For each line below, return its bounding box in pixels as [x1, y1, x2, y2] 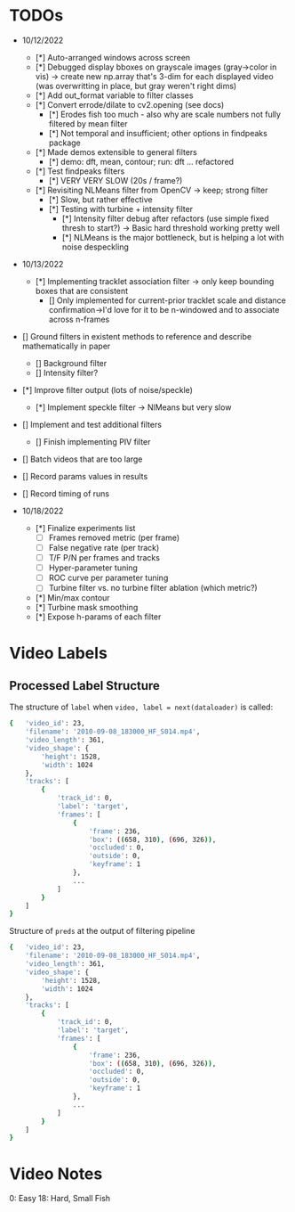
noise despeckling [61, 242, 129, 252]
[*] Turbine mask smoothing [35, 602, 139, 613]
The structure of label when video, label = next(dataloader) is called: [9, 701, 274, 713]
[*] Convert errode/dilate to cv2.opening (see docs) [35, 99, 225, 110]
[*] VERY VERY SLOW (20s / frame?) [48, 175, 183, 185]
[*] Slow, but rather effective [48, 193, 153, 205]
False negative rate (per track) [48, 543, 160, 553]
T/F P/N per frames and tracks [48, 553, 160, 563]
